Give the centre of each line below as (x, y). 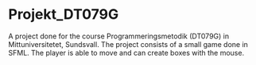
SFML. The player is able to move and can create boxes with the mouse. (126, 52)
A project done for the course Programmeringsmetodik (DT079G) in (118, 36)
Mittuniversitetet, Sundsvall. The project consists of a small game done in (128, 44)
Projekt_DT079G (64, 14)
